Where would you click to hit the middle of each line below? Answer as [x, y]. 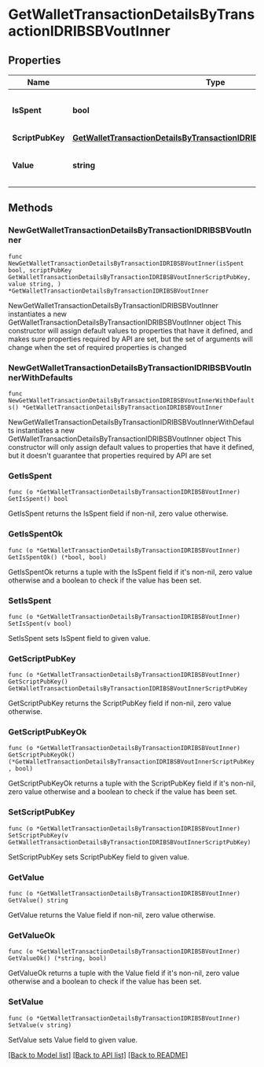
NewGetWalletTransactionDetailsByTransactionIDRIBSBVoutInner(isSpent [126, 263]
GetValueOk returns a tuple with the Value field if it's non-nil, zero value [124, 973]
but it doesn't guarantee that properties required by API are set [110, 455]
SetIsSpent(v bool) [40, 624]
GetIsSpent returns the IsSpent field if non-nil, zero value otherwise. [118, 513]
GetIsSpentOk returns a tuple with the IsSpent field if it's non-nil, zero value [130, 572]
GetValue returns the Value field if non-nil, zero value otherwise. [112, 915]
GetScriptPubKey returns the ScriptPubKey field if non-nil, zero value [120, 703]
